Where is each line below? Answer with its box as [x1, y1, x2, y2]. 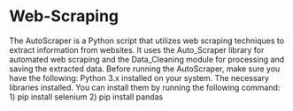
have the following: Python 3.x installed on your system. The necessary [9, 72, 270, 83]
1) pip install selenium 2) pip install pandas [9, 91, 164, 102]
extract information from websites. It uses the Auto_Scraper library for [9, 44, 265, 55]
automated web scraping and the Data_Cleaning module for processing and [9, 54, 285, 64]
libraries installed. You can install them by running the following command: [9, 82, 281, 92]
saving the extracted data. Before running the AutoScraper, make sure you [9, 63, 281, 74]
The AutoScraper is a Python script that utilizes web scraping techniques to [9, 35, 285, 46]
